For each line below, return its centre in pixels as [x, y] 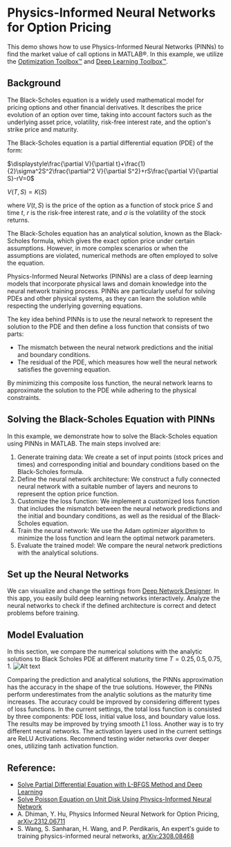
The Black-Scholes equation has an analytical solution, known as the [105, 233]
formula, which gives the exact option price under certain [113, 241]
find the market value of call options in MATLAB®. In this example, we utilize [115, 54]
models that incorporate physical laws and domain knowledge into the [107, 283]
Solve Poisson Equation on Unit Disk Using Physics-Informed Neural [114, 799]
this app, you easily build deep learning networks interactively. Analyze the [114, 598]
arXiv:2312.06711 [41, 821]
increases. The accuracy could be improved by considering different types [113, 702]
